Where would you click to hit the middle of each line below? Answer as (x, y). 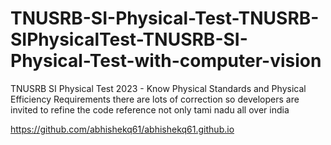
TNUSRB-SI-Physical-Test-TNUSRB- (165, 18)
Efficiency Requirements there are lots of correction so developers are (155, 99)
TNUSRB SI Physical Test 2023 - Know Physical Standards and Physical (158, 88)
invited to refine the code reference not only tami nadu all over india (150, 109)
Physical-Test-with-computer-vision (166, 61)
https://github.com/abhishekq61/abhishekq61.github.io (122, 129)
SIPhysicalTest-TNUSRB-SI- (129, 39)
